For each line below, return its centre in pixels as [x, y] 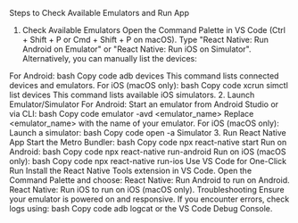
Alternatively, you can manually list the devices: [110, 58]
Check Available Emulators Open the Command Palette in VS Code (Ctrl [153, 30]
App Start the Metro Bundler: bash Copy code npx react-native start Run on [148, 142]
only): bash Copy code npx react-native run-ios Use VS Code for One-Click [148, 161]
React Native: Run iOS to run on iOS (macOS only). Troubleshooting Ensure [147, 190]
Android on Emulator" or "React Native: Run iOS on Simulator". [137, 49]
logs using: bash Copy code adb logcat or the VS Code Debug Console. [141, 208]
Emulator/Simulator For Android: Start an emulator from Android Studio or [144, 104]
